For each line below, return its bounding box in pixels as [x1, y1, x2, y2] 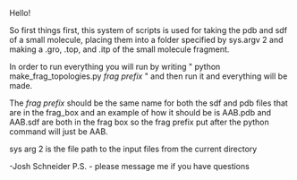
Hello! [9, 8, 31, 18]
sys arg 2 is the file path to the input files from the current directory [9, 143, 258, 154]
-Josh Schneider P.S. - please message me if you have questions [9, 161, 250, 171]
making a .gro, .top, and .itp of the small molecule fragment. [9, 44, 230, 55]
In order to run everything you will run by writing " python [9, 62, 221, 72]
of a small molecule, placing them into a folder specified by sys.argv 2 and [9, 35, 284, 45]
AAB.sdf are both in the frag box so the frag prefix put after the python [9, 116, 270, 127]
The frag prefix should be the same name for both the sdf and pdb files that [9, 98, 288, 108]
